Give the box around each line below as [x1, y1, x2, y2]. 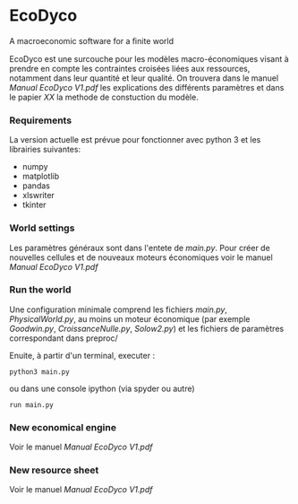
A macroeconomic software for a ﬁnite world [9, 35, 175, 46]
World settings [9, 222, 75, 234]
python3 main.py [9, 367, 70, 377]
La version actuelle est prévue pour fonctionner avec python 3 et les [9, 135, 261, 145]
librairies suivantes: [9, 144, 81, 155]
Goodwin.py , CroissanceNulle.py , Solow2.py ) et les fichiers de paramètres [9, 323, 285, 334]
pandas [21, 180, 51, 191]
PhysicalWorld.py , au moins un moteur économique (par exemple [9, 313, 251, 324]
